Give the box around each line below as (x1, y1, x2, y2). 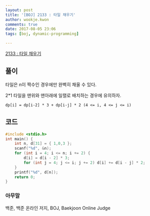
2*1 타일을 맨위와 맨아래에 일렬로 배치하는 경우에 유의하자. (5, 92, 121, 98)
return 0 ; (14, 175, 36, 180)
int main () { (5, 136, 33, 141)
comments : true (5, 21, 38, 27)
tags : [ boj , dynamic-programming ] (5, 31, 79, 36)
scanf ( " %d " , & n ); (14, 146, 52, 151)
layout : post (5, 7, 33, 13)
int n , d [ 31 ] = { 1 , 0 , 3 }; (14, 141, 72, 146)
